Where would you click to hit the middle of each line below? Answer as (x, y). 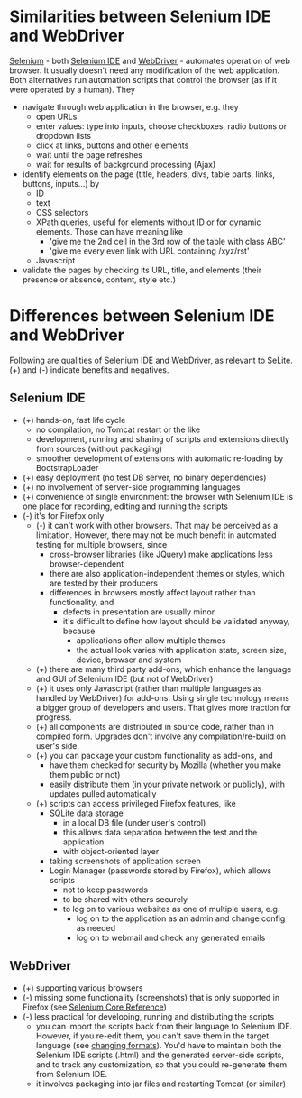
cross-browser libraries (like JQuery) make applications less (161, 554)
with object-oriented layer (111, 851)
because (79, 631)
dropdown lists (64, 135)
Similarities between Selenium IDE (140, 17)
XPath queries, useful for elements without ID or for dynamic (148, 222)
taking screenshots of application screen (125, 861)
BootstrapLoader (67, 467)
